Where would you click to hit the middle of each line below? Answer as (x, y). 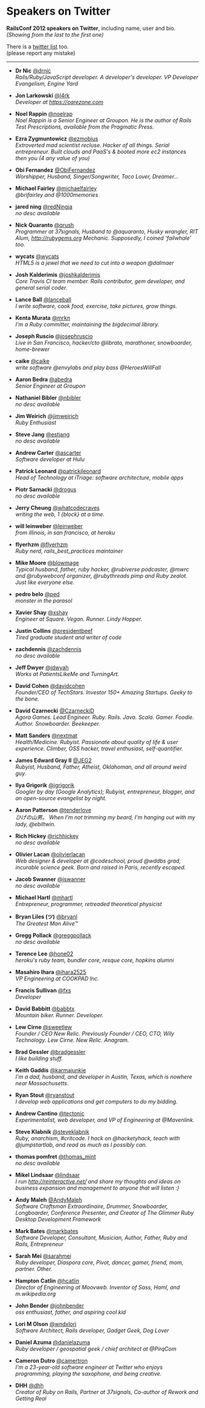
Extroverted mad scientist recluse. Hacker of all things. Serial (92, 145)
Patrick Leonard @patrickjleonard (58, 471)
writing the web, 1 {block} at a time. (60, 514)
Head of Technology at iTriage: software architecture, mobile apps (99, 477)
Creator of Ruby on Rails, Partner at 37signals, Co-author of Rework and (106, 1391)
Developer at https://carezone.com (59, 101)
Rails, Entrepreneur (39, 1244)
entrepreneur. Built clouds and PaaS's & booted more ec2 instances (101, 152)
